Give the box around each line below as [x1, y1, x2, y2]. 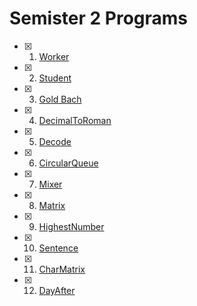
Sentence [38, 242, 79, 254]
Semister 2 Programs [9, 7, 189, 30]
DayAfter [38, 284, 76, 296]
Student [38, 72, 72, 84]
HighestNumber [38, 220, 105, 232]
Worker [38, 50, 70, 62]
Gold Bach [38, 93, 82, 105]
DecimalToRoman [38, 114, 112, 126]
